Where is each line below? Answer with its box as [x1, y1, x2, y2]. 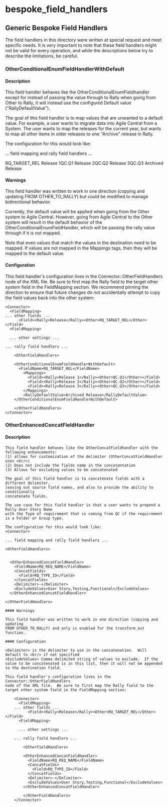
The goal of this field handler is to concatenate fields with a [5, 476, 144, 481]
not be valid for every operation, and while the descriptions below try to [5, 48, 153, 53]
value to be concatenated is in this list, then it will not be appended [5, 661, 163, 666]
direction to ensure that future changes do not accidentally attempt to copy [5, 289, 160, 295]
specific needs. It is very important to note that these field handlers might [5, 42, 157, 48]
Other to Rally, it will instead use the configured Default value [5, 100, 131, 106]
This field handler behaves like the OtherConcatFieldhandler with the [5, 445, 158, 450]
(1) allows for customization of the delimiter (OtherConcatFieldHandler [5, 454, 163, 459]
